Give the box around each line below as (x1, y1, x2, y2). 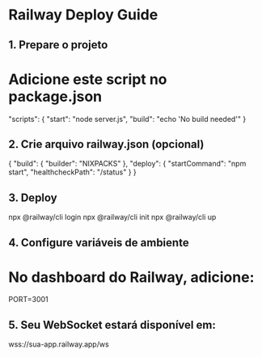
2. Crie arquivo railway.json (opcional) (8, 137, 205, 151)
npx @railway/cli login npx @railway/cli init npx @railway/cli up (8, 212, 217, 222)
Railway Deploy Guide (8, 6, 158, 24)
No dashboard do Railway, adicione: (8, 268, 255, 286)
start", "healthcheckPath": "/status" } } (8, 167, 137, 177)
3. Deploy (8, 191, 58, 204)
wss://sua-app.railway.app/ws (8, 339, 109, 349)
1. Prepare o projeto (8, 38, 108, 52)
